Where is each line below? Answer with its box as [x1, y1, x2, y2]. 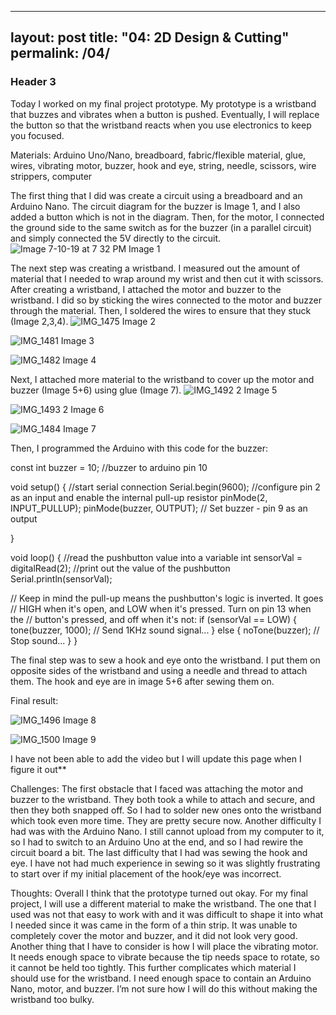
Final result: [10, 694, 59, 706]
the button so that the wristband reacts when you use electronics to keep [10, 119, 312, 131]
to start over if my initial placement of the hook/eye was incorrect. [10, 867, 282, 880]
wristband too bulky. [10, 993, 95, 1005]
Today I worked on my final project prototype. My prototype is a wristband [10, 97, 317, 110]
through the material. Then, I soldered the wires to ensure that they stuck [10, 304, 312, 316]
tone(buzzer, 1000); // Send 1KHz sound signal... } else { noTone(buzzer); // [10, 624, 320, 636]
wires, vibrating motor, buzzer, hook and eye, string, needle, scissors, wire [10, 159, 317, 171]
